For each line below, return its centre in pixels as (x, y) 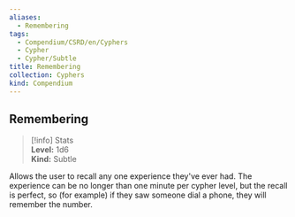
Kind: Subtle (53, 159)
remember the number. (51, 205)
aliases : (25, 17)
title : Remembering (45, 67)
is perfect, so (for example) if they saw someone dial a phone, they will (138, 195)
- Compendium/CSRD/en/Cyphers (72, 42)
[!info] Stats (52, 140)
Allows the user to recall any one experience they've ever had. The (131, 176)
